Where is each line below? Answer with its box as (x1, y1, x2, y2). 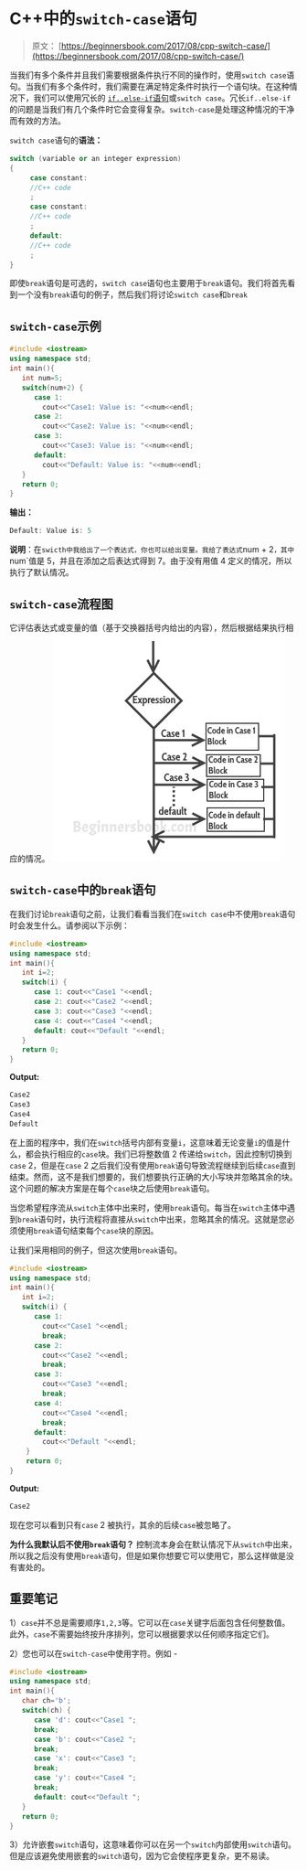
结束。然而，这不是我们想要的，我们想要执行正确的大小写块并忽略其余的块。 (9, 1171, 298, 1182)
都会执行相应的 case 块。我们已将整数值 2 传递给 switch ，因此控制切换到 (25, 1149, 292, 1159)
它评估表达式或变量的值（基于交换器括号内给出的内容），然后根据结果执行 (9, 622, 286, 633)
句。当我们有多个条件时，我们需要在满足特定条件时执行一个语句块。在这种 (9, 80, 290, 91)
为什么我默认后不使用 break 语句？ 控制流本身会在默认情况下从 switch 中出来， (9, 1538, 297, 1550)
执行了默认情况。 (9, 567, 74, 578)
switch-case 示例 (9, 318, 102, 334)
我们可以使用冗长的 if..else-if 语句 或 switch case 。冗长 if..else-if (33, 92, 291, 103)
